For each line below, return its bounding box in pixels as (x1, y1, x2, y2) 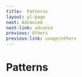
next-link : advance (6, 24, 54, 31)
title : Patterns (6, 8, 48, 15)
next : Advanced (6, 19, 43, 25)
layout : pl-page (6, 14, 45, 20)
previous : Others (6, 30, 48, 36)
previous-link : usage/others (6, 36, 77, 41)
